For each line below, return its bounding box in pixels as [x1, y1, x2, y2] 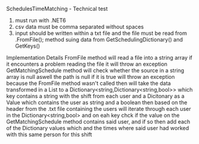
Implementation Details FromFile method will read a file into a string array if [6, 54, 193, 61]
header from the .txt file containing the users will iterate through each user [6, 105, 191, 112]
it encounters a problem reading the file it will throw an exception [6, 60, 168, 67]
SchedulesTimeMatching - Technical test [6, 5, 108, 12]
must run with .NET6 [14, 17, 66, 23]
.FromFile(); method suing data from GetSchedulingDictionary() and [14, 36, 183, 43]
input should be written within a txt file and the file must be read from [14, 30, 187, 37]
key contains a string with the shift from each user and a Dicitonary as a [6, 93, 185, 99]
